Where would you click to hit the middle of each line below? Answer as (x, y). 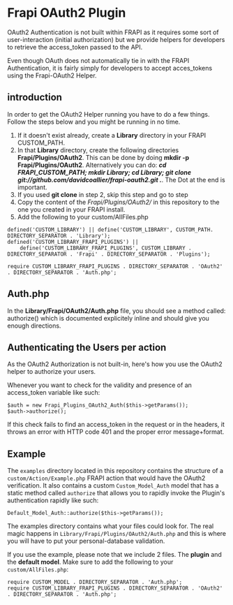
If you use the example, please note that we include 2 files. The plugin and (114, 555)
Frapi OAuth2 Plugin (67, 13)
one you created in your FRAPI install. (71, 209)
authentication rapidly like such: (53, 500)
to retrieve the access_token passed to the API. (75, 47)
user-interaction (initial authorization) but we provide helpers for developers (116, 39)
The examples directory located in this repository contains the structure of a (115, 471)
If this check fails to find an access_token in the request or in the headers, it (116, 425)
